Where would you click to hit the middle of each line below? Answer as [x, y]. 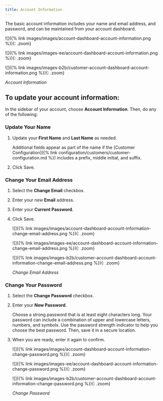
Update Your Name [28, 127]
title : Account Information [34, 10]
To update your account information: [62, 98]
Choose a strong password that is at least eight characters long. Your [82, 315]
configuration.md [30, 157]
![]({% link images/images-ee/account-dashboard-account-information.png [81, 53]
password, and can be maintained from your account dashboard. [70, 29]
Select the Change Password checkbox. [53, 296]
